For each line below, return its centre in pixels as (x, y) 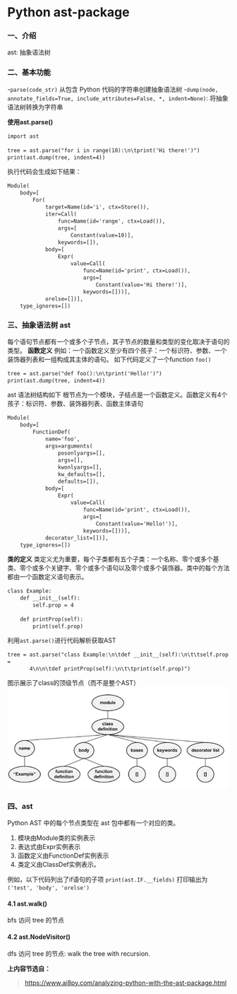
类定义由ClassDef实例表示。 (59, 865)
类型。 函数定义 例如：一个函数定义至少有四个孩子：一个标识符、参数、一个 (117, 351)
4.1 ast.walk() (27, 904)
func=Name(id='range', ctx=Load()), (111, 221)
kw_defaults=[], (81, 474)
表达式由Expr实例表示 (49, 847)
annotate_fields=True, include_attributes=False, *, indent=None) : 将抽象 (118, 98)
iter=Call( (61, 214)
